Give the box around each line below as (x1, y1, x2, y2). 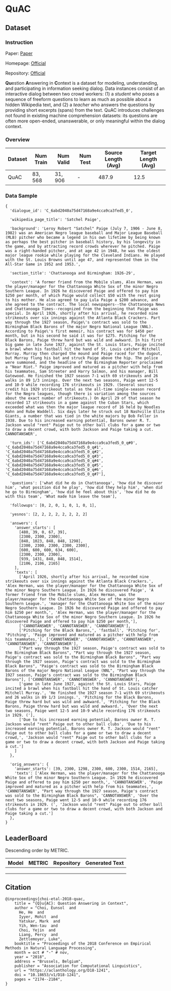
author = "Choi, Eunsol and (14, 905, 76, 911)
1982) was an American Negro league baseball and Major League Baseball (5, 231, 163, 236)
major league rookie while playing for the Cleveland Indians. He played (5, 253, 165, 258)
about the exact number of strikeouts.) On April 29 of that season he (5, 396, 160, 401)
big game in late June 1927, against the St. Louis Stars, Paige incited (5, 342, 165, 348)
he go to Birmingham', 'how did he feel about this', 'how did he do (5, 489, 156, 495)
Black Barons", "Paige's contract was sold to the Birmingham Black (5, 664, 154, 669)
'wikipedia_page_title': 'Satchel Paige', (10, 217, 101, 222)
